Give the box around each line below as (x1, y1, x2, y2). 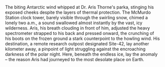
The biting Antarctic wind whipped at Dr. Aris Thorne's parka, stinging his (5, 4, 154, 10)
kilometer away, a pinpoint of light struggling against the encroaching (5, 46, 146, 52)
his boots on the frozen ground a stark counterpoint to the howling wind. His (5, 35, 160, 41)
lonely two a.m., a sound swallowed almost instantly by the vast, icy (5, 20, 143, 26)
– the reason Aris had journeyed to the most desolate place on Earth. (5, 57, 144, 62)
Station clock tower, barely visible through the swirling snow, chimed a (5, 15, 148, 20)
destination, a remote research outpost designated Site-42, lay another (5, 41, 149, 46)
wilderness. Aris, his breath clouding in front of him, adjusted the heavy (5, 25, 150, 31)
